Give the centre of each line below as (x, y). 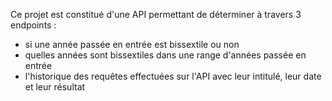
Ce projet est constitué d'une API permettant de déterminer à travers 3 (156, 14)
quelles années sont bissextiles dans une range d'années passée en (165, 55)
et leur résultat (55, 87)
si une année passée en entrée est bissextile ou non (132, 44)
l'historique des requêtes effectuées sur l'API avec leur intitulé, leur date (173, 76)
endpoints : (33, 25)
